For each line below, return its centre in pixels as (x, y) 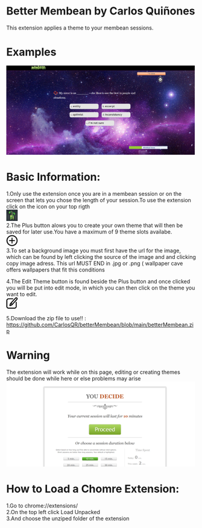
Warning (28, 356)
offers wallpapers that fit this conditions (56, 270)
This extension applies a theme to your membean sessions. (80, 28)
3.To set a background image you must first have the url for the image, (93, 250)
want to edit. (22, 294)
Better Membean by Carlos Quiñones (101, 11)
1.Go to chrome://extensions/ (42, 505)
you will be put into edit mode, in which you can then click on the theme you (101, 288)
